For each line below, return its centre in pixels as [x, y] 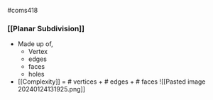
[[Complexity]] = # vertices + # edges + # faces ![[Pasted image [111, 82]
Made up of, [35, 44]
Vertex [38, 52]
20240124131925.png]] [51, 89]
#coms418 [23, 10]
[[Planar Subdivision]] [46, 28]
